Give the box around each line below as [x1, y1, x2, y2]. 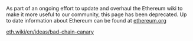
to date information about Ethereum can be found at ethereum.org [6, 17, 166, 24]
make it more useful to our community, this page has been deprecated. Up [6, 11, 187, 18]
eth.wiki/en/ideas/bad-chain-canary [6, 28, 94, 35]
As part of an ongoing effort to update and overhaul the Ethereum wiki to [6, 5, 183, 12]
